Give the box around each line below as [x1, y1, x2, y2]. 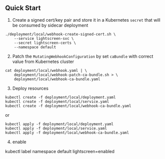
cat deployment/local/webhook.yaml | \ [5, 68, 87, 73]
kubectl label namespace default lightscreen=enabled [5, 148, 115, 154]
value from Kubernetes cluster [12, 59, 74, 64]
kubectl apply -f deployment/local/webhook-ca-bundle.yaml [5, 130, 129, 135]
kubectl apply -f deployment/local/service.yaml [5, 126, 107, 131]
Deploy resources [12, 85, 48, 91]
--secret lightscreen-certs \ [14, 40, 77, 45]
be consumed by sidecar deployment [12, 22, 88, 28]
